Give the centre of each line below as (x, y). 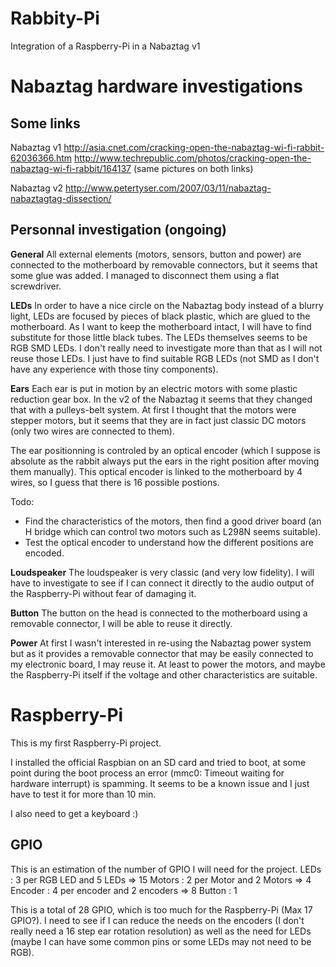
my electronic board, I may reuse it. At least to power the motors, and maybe (168, 664)
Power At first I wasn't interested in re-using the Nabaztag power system (161, 643)
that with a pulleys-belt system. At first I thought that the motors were (153, 409)
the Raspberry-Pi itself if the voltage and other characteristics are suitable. (164, 674)
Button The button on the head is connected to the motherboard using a (159, 613)
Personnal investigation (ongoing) (119, 230)
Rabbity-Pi (55, 18)
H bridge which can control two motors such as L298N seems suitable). (173, 531)
